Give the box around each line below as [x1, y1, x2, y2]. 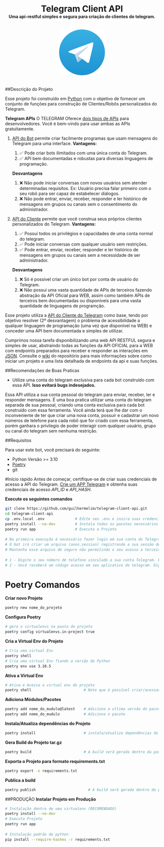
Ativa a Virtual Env [5, 672, 43, 679]
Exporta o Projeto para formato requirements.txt [5, 758, 105, 764]
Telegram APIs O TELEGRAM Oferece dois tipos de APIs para [5, 116, 129, 121]
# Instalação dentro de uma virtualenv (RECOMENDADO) [5, 806, 117, 811]
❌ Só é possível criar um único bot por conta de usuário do [19, 276, 138, 282]
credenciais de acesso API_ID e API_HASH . [5, 487, 92, 492]
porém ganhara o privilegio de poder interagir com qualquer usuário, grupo [5, 423, 156, 429]
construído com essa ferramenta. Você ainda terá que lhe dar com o [5, 407, 143, 413]
